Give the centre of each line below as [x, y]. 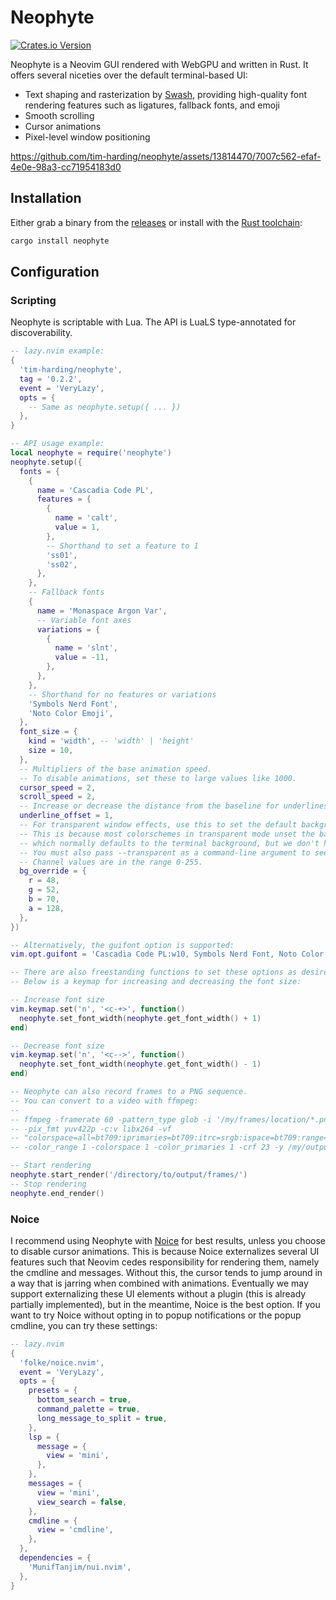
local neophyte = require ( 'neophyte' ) [91, 453]
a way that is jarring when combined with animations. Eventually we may [159, 1283]
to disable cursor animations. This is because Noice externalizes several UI [165, 1251]
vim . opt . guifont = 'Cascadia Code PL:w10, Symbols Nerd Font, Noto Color [167, 954]
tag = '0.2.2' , [51, 379]
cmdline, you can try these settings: [84, 1325]
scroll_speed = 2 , [58, 797]
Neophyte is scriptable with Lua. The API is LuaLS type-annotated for [153, 322]
